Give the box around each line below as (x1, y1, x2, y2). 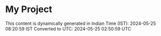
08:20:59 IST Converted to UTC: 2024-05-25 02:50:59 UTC (5, 25, 131, 31)
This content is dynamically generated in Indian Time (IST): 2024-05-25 (5, 20, 156, 26)
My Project (5, 4, 52, 15)
